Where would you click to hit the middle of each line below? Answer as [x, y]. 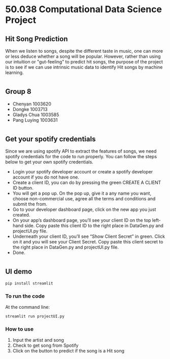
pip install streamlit [29, 283]
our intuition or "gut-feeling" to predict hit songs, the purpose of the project [84, 62]
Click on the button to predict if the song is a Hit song [69, 351]
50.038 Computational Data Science [84, 9]
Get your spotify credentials [50, 139]
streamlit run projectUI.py [35, 316]
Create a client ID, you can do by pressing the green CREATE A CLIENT [87, 183]
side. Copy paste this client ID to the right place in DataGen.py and [94, 226]
